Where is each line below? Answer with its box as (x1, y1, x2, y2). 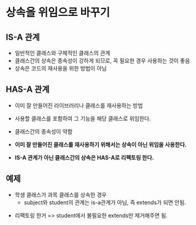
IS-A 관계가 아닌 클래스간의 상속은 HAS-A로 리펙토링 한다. (14, 154, 154, 161)
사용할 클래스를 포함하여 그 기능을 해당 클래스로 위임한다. (14, 115, 151, 122)
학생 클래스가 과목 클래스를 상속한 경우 (14, 191, 107, 198)
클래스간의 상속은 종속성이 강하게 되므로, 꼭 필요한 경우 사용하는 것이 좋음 (14, 57, 190, 64)
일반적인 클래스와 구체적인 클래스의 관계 (14, 50, 111, 56)
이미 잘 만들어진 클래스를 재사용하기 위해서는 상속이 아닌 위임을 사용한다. (14, 140, 187, 148)
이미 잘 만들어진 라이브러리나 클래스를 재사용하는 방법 (14, 102, 143, 109)
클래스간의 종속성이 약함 (14, 128, 73, 135)
